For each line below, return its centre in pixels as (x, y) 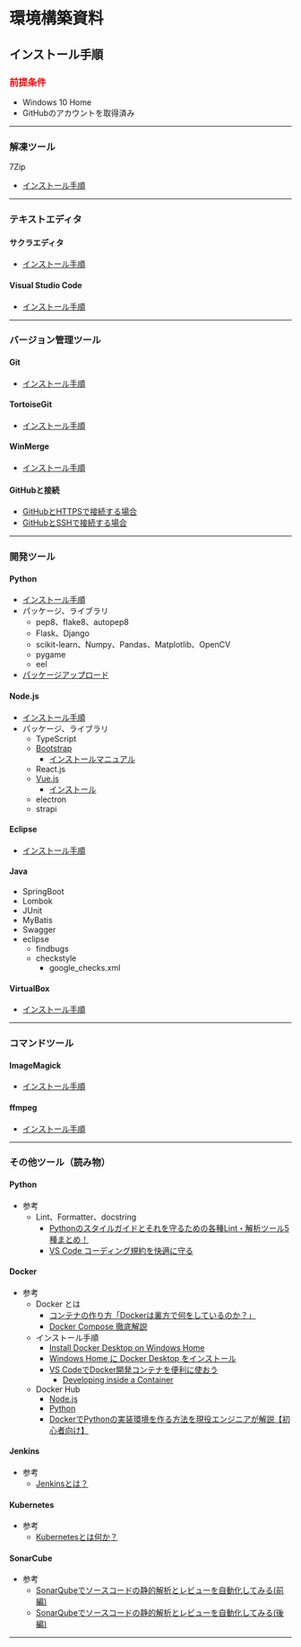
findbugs (52, 948)
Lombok (38, 901)
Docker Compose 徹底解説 (98, 1326)
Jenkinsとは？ (62, 1484)
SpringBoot (43, 891)
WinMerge (29, 446)
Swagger (39, 929)
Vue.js (47, 779)
